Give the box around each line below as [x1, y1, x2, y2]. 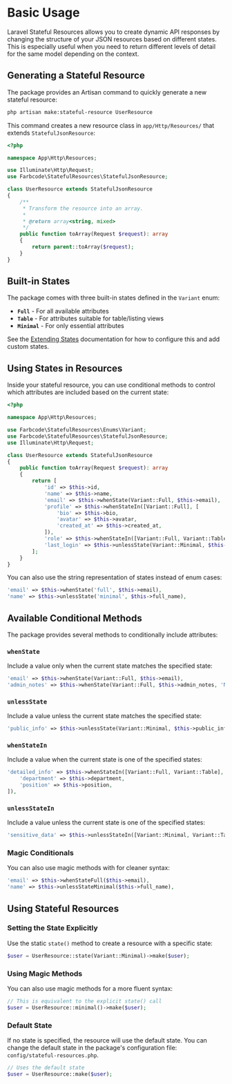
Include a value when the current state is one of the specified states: [7, 755, 202, 764]
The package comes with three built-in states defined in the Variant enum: [7, 293, 220, 302]
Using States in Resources [7, 362, 123, 374]
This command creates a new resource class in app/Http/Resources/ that [7, 121, 215, 129]
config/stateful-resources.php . [7, 1051, 99, 1059]
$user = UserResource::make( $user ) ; [7, 1070, 113, 1078]
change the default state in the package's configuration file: [7, 1044, 177, 1052]
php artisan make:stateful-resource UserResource [7, 108, 153, 115]
